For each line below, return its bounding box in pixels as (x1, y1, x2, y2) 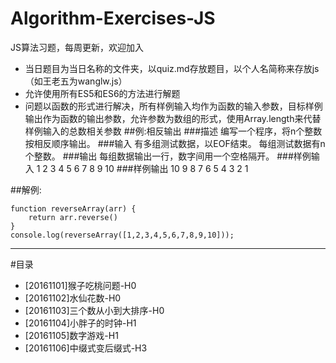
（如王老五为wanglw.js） (24, 75, 128, 87)
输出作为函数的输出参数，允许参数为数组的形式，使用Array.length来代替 (24, 112, 322, 124)
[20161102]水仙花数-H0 (24, 292, 122, 304)
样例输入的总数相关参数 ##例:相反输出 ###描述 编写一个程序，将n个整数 (24, 125, 323, 137)
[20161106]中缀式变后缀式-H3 (24, 342, 148, 354)
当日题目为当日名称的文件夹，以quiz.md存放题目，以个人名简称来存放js (24, 62, 320, 74)
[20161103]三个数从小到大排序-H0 (24, 304, 165, 316)
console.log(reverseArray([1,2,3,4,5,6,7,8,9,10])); (10, 230, 235, 240)
